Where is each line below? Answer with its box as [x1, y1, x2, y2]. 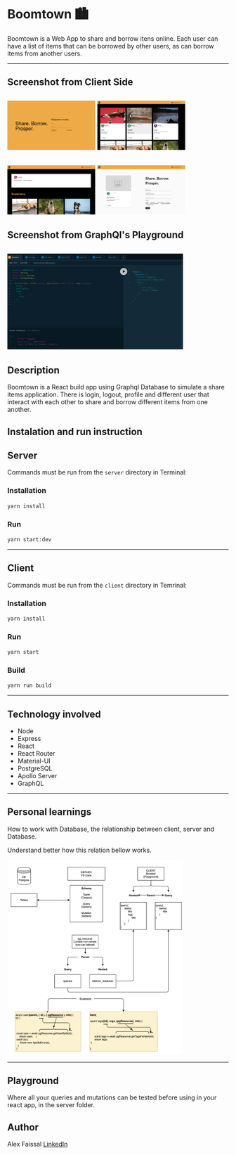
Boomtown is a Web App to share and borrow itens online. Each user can [7, 34, 218, 43]
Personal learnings [7, 806, 92, 818]
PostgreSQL [17, 764, 53, 773]
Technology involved [7, 708, 102, 720]
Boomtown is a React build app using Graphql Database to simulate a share [7, 383, 225, 392]
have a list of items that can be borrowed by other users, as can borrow [7, 41, 214, 50]
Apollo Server [17, 771, 58, 780]
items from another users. [7, 49, 82, 58]
